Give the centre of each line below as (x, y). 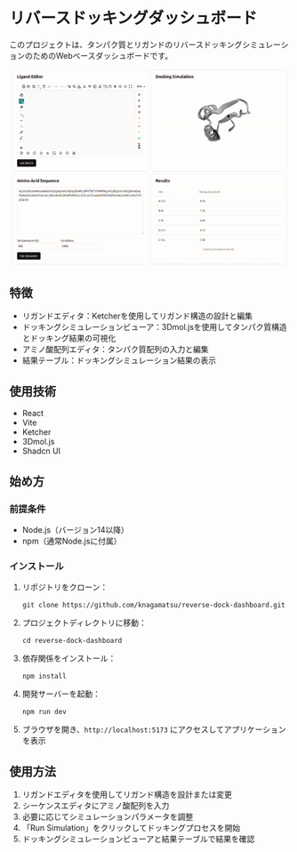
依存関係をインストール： (69, 658)
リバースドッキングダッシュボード (133, 18)
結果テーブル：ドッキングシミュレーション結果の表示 (119, 360)
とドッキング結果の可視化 (69, 338)
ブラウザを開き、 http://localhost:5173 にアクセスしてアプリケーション (154, 729)
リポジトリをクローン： (65, 587)
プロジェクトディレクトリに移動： (84, 623)
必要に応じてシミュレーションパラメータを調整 (108, 817)
